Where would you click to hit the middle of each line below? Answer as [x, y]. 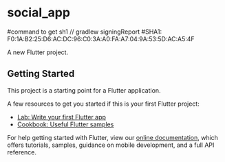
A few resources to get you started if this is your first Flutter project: [103, 104]
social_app [39, 13]
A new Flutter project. [38, 52]
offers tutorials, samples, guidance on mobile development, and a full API [111, 145]
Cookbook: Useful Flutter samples [65, 124]
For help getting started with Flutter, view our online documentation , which [113, 137]
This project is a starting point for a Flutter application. [84, 90]
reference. [22, 152]
